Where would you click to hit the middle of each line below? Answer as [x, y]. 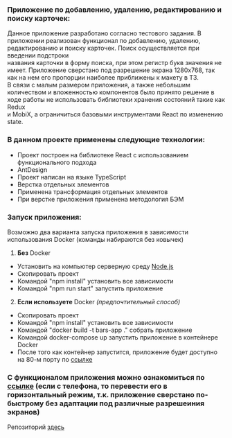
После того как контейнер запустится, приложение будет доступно [117, 352]
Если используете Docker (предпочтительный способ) [99, 301]
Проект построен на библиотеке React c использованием [103, 155]
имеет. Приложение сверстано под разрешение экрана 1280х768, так [111, 70]
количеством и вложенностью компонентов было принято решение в [111, 92]
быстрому [26, 403]
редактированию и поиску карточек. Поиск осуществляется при [103, 48]
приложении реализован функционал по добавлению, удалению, [104, 41]
